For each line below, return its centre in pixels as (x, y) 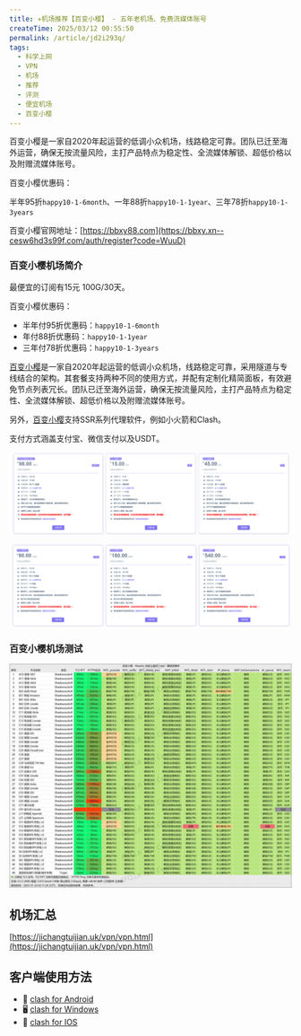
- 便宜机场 (35, 104)
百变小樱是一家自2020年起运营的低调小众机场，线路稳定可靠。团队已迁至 (145, 141)
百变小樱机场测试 (46, 648)
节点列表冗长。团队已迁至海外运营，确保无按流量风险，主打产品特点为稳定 (154, 389)
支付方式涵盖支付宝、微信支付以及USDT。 (87, 438)
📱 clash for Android (58, 999)
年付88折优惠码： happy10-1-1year (85, 336)
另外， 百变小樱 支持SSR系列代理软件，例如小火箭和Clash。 (118, 419)
